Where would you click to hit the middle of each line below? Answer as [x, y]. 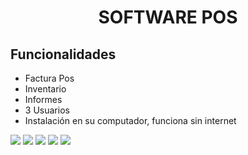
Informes [43, 99]
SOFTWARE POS [168, 17]
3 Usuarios [47, 110]
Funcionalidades [63, 54]
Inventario [45, 89]
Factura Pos [49, 78]
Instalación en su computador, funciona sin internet [130, 120]
